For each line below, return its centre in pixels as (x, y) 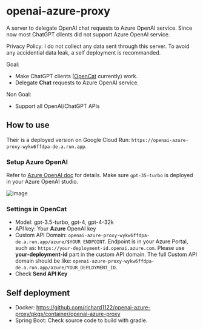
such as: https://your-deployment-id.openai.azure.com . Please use (100, 248)
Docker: (25, 308)
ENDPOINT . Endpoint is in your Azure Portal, (135, 241)
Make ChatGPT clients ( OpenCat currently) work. (76, 76)
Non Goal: (19, 94)
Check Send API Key (41, 274)
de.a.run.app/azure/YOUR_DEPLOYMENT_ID (65, 268)
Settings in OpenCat (37, 209)
